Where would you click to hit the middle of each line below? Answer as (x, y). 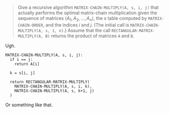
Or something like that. (29, 105)
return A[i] (27, 64)
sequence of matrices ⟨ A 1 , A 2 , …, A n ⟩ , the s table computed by (82, 19)
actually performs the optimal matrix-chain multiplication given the (87, 13)
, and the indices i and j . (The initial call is (86, 25)
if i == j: (21, 59)
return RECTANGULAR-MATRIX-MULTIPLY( (50, 82)
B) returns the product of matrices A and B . (90, 36)
